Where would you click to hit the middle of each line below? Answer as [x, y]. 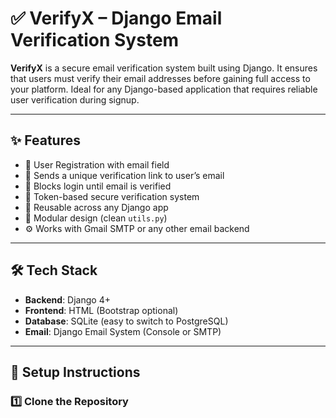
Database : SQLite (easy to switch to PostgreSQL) [126, 321]
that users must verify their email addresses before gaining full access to [160, 78]
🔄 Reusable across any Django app [96, 207]
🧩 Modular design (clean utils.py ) [96, 218]
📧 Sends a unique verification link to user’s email [124, 175]
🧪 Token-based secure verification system [112, 196]
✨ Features [45, 140]
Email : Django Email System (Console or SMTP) [123, 331]
